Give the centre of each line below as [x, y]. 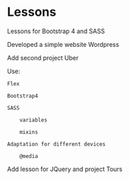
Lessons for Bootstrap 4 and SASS [56, 31]
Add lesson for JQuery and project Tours [65, 169]
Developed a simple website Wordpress [63, 44]
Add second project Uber [43, 58]
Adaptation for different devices [57, 144]
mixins [29, 132]
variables [34, 120]
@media [29, 156]
